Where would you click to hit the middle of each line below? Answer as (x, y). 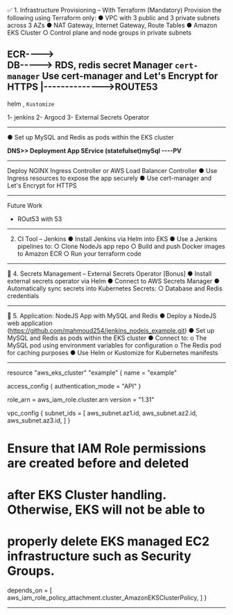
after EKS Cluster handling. (87, 495)
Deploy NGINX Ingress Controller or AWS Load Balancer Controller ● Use (112, 170)
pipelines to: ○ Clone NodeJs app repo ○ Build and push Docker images (121, 246)
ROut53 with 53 (40, 219)
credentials (23, 295)
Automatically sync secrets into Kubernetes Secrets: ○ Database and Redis (115, 288)
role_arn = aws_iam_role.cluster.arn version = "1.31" (81, 400)
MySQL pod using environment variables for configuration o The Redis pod (114, 345)
